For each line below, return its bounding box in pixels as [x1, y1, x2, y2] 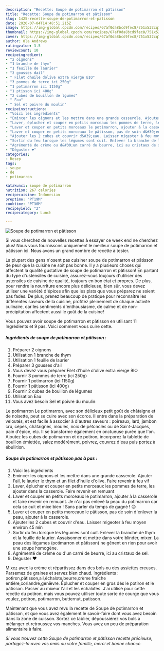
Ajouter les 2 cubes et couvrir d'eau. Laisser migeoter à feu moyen [12, 519, 146, 525]
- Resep [5, 156, 21, 161]
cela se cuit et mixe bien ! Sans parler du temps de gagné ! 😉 [12, 504, 136, 510]
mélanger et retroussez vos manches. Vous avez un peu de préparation [5, 621, 149, 627]
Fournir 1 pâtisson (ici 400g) [12, 383, 70, 389]
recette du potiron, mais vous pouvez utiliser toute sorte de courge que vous [5, 591, 159, 597]
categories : [5, 152, 30, 157]
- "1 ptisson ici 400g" [5, 89, 54, 93]
